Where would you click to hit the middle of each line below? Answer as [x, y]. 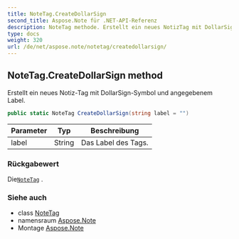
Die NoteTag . [25, 179]
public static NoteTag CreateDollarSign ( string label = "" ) [99, 113]
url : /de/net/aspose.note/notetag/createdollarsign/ [87, 47]
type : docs [23, 34]
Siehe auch [27, 197]
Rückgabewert [33, 164]
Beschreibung [115, 130]
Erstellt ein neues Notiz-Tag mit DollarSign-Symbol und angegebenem [110, 92]
